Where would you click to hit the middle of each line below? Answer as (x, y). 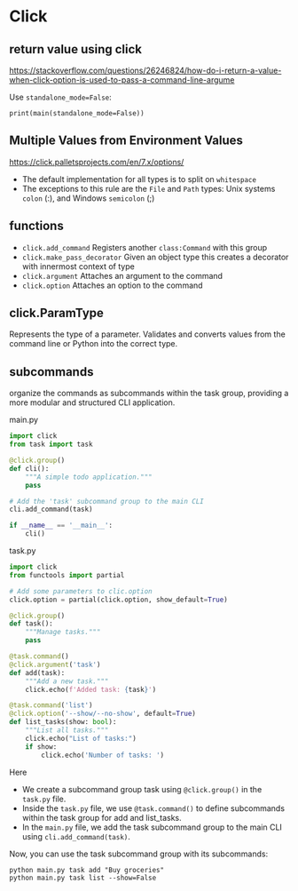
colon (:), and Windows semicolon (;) (88, 198)
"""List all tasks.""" (67, 730)
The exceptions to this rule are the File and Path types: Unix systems (149, 188)
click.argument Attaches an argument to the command (122, 275)
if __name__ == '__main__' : (61, 526)
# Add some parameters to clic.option (81, 591)
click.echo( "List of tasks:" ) (81, 738)
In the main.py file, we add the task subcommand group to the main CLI (152, 827)
